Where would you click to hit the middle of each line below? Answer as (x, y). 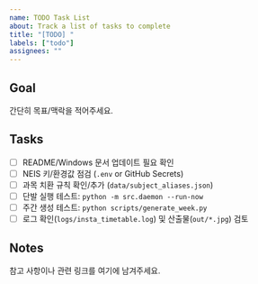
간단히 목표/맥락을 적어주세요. (62, 110)
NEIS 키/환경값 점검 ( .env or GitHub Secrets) (103, 173)
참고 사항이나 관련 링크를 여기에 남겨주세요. (85, 270)
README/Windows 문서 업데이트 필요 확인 (98, 162)
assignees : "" (36, 51)
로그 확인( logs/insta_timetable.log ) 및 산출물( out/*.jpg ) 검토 (135, 219)
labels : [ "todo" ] (42, 43)
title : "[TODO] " (42, 34)
